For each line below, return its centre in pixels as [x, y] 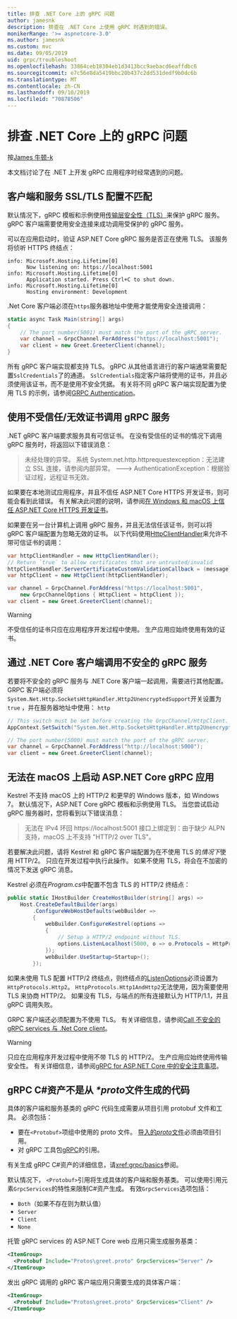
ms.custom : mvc [30, 47]
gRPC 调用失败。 [32, 1004]
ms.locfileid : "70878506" [45, 100]
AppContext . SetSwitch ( [41, 727]
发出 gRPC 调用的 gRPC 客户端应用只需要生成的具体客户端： [95, 1282]
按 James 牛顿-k [30, 157]
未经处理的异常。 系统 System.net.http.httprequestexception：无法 [121, 459]
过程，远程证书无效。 [62, 477]
